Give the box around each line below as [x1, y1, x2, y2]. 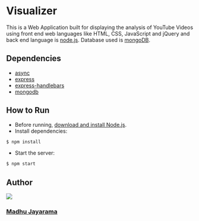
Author [6, 177, 33, 187]
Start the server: [14, 149, 55, 156]
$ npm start [6, 161, 36, 167]
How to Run [6, 105, 50, 116]
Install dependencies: [14, 127, 68, 134]
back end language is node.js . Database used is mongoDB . [6, 36, 150, 43]
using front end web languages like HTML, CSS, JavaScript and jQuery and [6, 30, 190, 37]
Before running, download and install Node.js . [14, 121, 127, 128]
